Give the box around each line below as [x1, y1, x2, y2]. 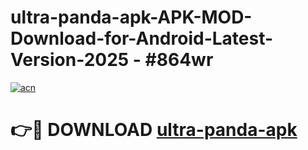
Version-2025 [10, 49, 130, 71]
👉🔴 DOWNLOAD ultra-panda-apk [10, 119, 298, 141]
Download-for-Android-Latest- [10, 27, 274, 50]
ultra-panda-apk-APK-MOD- [10, 6, 253, 29]
